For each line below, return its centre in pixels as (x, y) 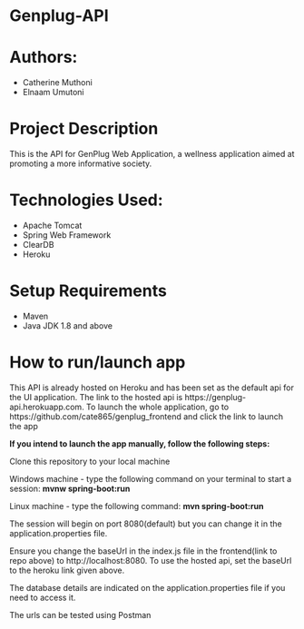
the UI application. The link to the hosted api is (96, 397)
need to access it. (43, 597)
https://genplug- (216, 397)
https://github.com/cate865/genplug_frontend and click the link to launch (147, 416)
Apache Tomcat (52, 225)
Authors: (44, 58)
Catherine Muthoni (57, 83)
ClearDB (38, 245)
